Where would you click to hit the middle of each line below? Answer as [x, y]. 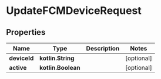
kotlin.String [57, 58]
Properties [26, 32]
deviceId [21, 58]
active [18, 68]
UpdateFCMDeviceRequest [74, 11]
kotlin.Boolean [60, 68]
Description [103, 49]
